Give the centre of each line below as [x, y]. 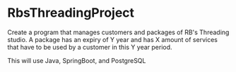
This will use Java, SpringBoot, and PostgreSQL [77, 60]
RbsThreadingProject [71, 13]
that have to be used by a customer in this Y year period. [90, 47]
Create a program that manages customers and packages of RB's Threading [118, 32]
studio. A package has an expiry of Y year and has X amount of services [112, 39]
